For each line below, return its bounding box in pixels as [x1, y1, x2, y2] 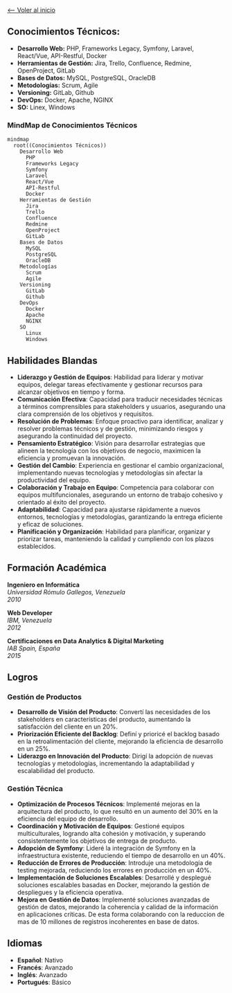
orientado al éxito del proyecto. [17, 498, 107, 506]
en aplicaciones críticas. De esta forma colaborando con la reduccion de [17, 910, 225, 918]
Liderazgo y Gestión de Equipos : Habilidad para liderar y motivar [17, 373, 204, 381]
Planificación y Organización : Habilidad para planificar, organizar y [17, 527, 211, 536]
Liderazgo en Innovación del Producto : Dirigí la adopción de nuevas [17, 752, 213, 760]
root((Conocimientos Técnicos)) [13, 142, 107, 149]
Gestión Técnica [7, 784, 64, 794]
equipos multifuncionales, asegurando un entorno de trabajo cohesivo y [17, 491, 223, 499]
